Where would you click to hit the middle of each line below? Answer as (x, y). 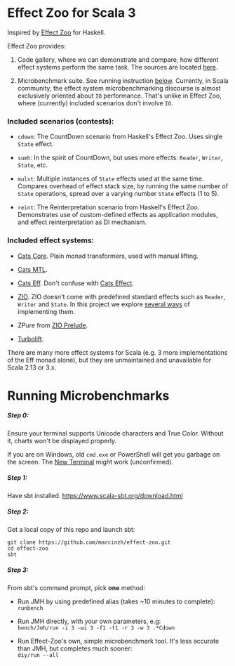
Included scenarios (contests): (61, 121)
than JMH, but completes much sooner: (75, 648)
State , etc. (33, 165)
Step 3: (18, 570)
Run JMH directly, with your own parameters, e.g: (89, 621)
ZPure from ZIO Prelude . (53, 325)
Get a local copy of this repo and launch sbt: (71, 529)
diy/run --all (38, 655)
